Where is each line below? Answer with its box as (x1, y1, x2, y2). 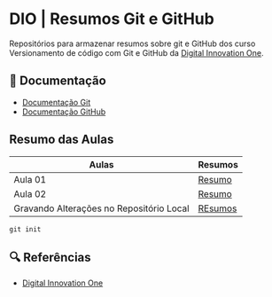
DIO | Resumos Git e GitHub (9, 9, 214, 29)
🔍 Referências (9, 249, 91, 265)
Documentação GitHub (21, 106, 106, 117)
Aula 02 (13, 187, 47, 199)
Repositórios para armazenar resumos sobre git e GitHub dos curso (9, 38, 256, 49)
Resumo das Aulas (9, 132, 114, 147)
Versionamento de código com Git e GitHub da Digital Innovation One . (9, 47, 264, 58)
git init (9, 224, 42, 234)
